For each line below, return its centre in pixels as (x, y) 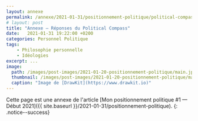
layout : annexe (25, 12)
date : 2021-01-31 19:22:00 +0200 (50, 34)
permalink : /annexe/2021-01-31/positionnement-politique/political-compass (101, 17)
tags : (13, 45)
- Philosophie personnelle (50, 50)
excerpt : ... (22, 61)
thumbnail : (25, 77)
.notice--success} (28, 112)
